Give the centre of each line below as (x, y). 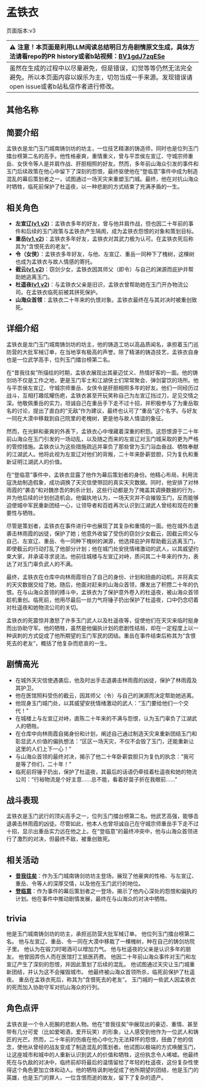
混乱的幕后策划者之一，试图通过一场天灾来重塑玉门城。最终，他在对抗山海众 (103, 179)
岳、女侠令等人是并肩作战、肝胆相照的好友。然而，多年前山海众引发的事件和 (103, 164)
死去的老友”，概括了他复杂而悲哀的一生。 (59, 643)
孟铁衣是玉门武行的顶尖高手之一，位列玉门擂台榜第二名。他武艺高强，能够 (100, 816)
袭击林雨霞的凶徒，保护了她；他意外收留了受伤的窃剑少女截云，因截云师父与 (103, 533)
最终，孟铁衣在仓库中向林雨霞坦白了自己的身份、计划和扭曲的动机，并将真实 (103, 576)
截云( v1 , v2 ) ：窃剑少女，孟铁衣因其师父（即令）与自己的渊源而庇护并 (102, 269)
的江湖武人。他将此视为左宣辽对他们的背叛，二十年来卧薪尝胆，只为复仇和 (100, 454)
